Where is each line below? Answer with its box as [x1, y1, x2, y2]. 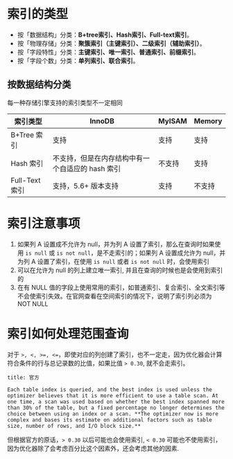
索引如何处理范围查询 [7, 326, 130, 341]
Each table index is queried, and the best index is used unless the [7, 386, 213, 393]
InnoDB [89, 116, 114, 125]
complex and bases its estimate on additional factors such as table [7, 416, 213, 423]
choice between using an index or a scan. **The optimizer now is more [7, 410, 218, 417]
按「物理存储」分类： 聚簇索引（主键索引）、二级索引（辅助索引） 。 [17, 39, 206, 47]
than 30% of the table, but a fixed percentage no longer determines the [7, 404, 225, 411]
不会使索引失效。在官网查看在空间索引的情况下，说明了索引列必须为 [17, 291, 212, 300]
